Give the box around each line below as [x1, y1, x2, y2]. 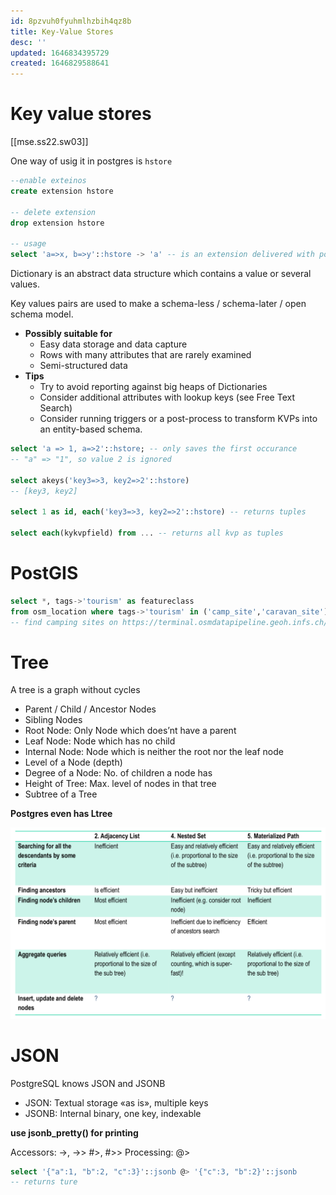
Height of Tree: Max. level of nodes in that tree [24, 778, 217, 790]
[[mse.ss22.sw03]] [10, 136, 89, 148]
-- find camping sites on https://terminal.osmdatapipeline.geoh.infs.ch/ [10, 617, 329, 627]
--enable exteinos [10, 176, 87, 186]
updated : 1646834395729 [10, 48, 110, 58]
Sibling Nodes [24, 714, 83, 726]
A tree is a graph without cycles [10, 684, 141, 696]
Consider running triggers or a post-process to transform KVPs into [39, 413, 318, 425]
